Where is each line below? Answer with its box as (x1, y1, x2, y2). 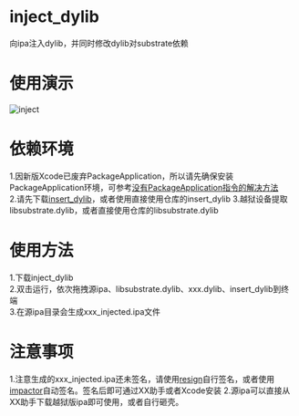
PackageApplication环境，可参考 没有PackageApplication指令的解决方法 (9, 182, 279, 192)
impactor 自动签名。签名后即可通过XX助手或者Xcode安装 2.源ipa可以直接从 (9, 385, 291, 396)
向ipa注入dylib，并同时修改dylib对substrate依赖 (9, 37, 189, 48)
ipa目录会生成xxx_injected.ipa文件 (32, 306, 161, 317)
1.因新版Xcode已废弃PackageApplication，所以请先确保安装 (9, 171, 234, 182)
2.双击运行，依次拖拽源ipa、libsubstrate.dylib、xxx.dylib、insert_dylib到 (9, 283, 282, 294)
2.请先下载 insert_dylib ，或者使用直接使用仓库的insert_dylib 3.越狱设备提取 (9, 193, 289, 204)
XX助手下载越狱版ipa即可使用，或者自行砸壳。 (9, 396, 184, 407)
